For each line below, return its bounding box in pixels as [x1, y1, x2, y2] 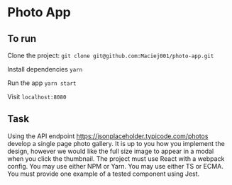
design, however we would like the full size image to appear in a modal [7, 147, 214, 155]
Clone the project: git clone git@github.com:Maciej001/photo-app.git [7, 51, 214, 60]
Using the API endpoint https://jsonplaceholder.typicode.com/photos [7, 132, 209, 140]
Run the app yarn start [7, 79, 77, 87]
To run [7, 33, 37, 45]
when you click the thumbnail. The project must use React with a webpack [7, 154, 225, 163]
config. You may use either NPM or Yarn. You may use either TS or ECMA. [7, 162, 223, 170]
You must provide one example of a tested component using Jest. [7, 169, 200, 178]
